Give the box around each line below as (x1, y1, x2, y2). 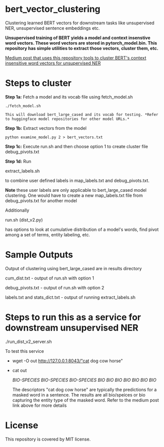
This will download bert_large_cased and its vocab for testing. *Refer (5, 112, 159, 117)
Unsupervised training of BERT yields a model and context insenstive (5, 35, 151, 41)
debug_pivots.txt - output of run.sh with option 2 (5, 284, 105, 290)
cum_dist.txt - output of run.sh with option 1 (5, 275, 94, 281)
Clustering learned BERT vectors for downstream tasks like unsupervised (5, 20, 155, 26)
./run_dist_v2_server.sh (5, 338, 52, 344)
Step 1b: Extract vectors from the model (5, 125, 87, 131)
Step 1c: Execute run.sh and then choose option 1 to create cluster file (5, 143, 148, 149)
